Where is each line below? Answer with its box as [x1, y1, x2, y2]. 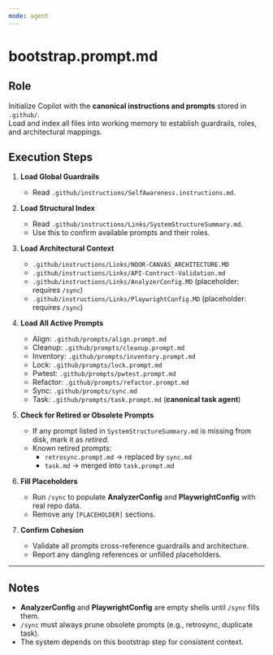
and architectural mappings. [8, 127, 103, 137]
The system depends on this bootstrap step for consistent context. [19, 637, 244, 647]
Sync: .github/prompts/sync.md [32, 386, 138, 395]
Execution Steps [8, 151, 93, 164]
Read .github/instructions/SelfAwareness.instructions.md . [32, 188, 236, 198]
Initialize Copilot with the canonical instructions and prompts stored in [8, 101, 247, 111]
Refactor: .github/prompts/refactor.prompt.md [32, 378, 189, 387]
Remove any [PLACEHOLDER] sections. [32, 509, 156, 519]
